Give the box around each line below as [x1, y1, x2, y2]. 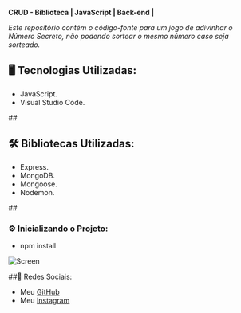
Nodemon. [19, 187, 55, 197]
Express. [19, 162, 49, 171]
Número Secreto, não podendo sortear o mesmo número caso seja [8, 32, 229, 41]
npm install [19, 241, 57, 250]
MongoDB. [19, 170, 56, 180]
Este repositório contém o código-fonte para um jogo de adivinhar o [8, 23, 233, 32]
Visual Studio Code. [19, 97, 85, 107]
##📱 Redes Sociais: [8, 272, 73, 281]
